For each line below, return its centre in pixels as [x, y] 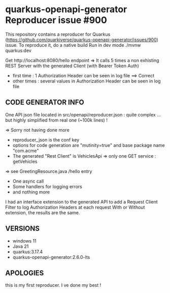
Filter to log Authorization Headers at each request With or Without [75, 207]
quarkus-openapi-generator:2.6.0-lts [51, 257]
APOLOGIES [25, 273]
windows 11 [24, 241]
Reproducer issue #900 [56, 20]
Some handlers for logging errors [47, 186]
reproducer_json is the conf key [46, 140]
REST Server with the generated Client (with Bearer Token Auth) [72, 66]
